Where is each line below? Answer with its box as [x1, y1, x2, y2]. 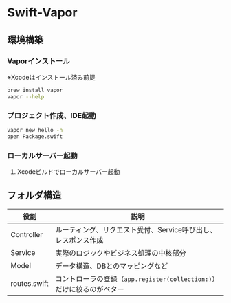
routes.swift [10, 278, 49, 288]
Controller [10, 229, 43, 239]
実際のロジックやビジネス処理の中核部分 [54, 248, 186, 258]
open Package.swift [7, 133, 63, 140]
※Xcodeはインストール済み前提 [7, 73, 96, 81]
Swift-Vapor [7, 5, 78, 21]
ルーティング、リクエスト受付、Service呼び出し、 [54, 225, 217, 234]
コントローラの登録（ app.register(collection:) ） [54, 273, 219, 283]
